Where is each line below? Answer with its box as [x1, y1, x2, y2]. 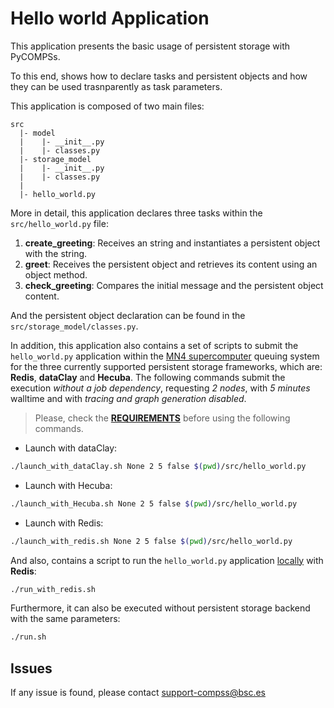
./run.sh [10, 632, 47, 642]
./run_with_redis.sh [10, 584, 97, 594]
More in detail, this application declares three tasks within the [10, 207, 263, 219]
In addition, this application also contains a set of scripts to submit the [10, 339, 299, 351]
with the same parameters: [10, 613, 121, 625]
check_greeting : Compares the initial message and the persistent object [24, 279, 324, 291]
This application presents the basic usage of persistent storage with [10, 40, 291, 52]
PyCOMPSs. [10, 50, 61, 62]
